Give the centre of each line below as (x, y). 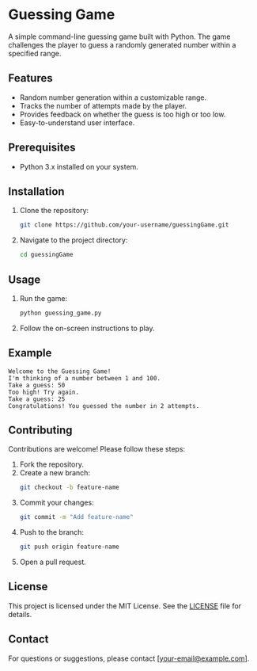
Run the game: (43, 298)
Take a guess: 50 (37, 385)
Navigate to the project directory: (74, 240)
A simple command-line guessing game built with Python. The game (119, 36)
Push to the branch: (52, 532)
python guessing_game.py (60, 313)
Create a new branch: (55, 473)
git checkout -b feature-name (70, 488)
